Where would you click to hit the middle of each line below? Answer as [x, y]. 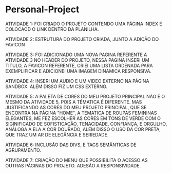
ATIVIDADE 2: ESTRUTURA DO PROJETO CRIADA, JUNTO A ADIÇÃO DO [82, 39]
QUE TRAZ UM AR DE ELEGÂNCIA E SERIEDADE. [57, 134]
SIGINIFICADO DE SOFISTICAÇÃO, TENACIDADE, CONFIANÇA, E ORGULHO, [86, 124]
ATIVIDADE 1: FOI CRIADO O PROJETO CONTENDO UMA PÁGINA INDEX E [84, 24]
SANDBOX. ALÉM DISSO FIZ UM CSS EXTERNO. [56, 86]
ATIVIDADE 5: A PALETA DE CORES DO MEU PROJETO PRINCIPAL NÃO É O [85, 96]
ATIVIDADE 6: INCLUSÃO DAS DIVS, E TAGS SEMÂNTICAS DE [71, 145]
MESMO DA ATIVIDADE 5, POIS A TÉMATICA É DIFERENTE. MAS [74, 102]
